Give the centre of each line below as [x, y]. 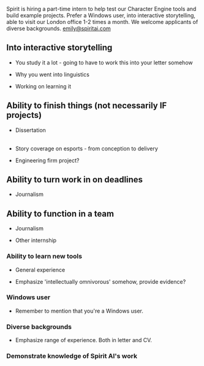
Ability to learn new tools [44, 256]
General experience [40, 270]
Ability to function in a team [60, 213]
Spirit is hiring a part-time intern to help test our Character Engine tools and [101, 9]
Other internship [36, 240]
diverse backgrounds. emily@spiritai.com [59, 28]
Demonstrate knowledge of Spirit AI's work [72, 356]
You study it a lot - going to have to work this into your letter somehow [104, 62]
